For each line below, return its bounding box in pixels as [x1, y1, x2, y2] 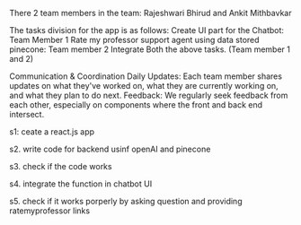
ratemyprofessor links [9, 205, 91, 216]
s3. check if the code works [9, 161, 112, 171]
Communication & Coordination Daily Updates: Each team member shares [9, 71, 283, 82]
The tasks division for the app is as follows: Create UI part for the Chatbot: [9, 25, 285, 35]
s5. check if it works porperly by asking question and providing [9, 196, 243, 206]
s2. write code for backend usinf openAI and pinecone [9, 143, 211, 154]
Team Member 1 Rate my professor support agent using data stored [9, 35, 260, 45]
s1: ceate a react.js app [9, 126, 95, 137]
